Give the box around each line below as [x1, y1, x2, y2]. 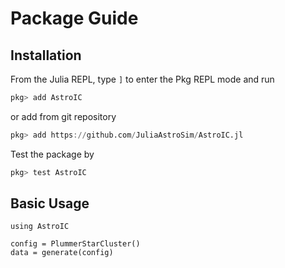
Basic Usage [10, 195, 90, 212]
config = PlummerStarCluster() [10, 239, 141, 249]
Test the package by [10, 148, 95, 160]
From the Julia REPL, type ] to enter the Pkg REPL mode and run [10, 73, 275, 85]
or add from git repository [10, 110, 117, 122]
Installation [10, 47, 82, 64]
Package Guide [10, 7, 139, 30]
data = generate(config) [10, 248, 114, 258]
